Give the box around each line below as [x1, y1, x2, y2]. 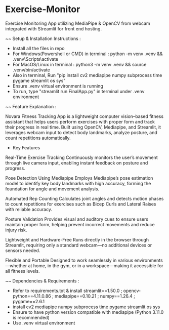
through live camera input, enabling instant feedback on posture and [5, 159, 148, 166]
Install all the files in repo [12, 45, 65, 51]
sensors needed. [5, 247, 40, 254]
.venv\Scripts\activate [12, 56, 59, 62]
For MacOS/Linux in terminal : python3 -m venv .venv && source [12, 61, 147, 67]
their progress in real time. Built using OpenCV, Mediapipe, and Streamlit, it [5, 124, 161, 130]
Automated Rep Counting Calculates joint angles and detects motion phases [5, 195, 164, 201]
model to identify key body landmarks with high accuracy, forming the [5, 180, 151, 186]
